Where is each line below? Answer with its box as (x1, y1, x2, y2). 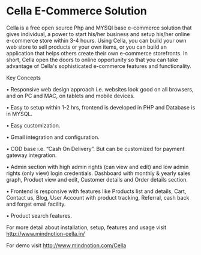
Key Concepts (6, 74, 41, 81)
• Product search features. (6, 212, 72, 219)
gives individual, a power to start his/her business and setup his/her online (6, 30, 190, 37)
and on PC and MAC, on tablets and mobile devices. (6, 92, 135, 99)
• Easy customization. (6, 121, 61, 129)
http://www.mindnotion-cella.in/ (6, 230, 85, 237)
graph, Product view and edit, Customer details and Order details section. (6, 176, 188, 183)
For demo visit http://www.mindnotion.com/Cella (6, 242, 127, 249)
